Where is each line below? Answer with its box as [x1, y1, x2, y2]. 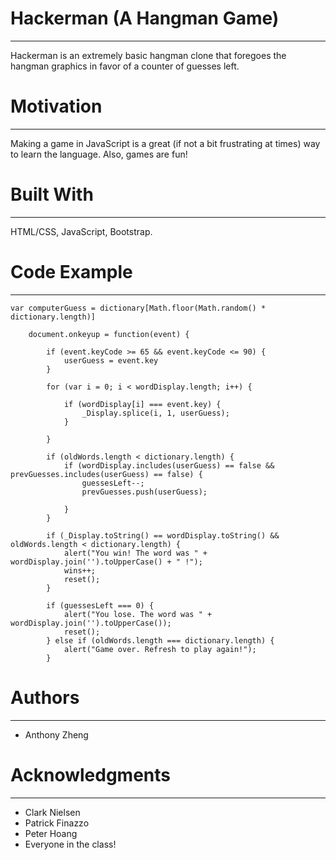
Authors [10, 686, 80, 709]
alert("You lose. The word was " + [63, 609, 213, 619]
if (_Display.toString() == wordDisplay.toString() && [46, 530, 280, 541]
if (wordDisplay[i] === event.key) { [63, 399, 222, 409]
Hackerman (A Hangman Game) [10, 7, 280, 30]
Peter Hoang [24, 827, 78, 839]
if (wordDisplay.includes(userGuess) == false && [63, 460, 275, 471]
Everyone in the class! [24, 838, 117, 850]
